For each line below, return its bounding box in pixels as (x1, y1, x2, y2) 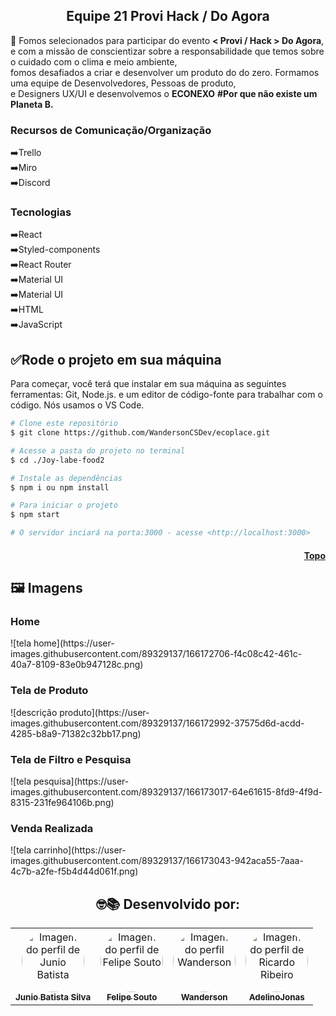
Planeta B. (10, 98, 54, 110)
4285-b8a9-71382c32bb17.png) (10, 727, 142, 739)
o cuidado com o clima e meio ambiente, (10, 55, 178, 68)
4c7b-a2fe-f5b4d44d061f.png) (10, 865, 139, 878)
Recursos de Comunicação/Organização (10, 123, 212, 137)
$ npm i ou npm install (10, 482, 110, 493)
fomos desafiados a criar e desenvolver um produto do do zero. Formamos (10, 66, 320, 78)
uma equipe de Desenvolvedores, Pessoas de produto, (10, 77, 237, 89)
